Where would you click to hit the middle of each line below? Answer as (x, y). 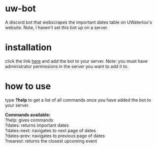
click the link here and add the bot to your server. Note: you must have (76, 61)
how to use (28, 86)
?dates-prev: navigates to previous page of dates (55, 136)
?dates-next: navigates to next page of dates (50, 130)
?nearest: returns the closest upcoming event (51, 141)
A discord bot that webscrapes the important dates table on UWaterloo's (79, 22)
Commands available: (28, 114)
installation (29, 48)
